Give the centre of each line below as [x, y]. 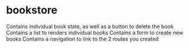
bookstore [32, 10]
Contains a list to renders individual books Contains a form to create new [94, 32]
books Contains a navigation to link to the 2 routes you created [82, 39]
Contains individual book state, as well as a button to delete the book [90, 26]
